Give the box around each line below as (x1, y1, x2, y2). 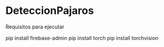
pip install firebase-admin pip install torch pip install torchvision (5, 34, 159, 41)
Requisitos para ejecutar (5, 23, 65, 30)
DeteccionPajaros (5, 4, 95, 17)
